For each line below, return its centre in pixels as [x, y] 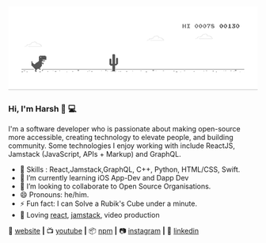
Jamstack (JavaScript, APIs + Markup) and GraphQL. [95, 154]
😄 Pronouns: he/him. [54, 195]
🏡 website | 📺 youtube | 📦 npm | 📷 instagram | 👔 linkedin [104, 231]
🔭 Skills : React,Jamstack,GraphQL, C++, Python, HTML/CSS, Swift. [130, 169]
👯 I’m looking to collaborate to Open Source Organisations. [115, 186]
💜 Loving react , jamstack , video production [89, 215]
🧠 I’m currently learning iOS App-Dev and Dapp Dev [104, 178]
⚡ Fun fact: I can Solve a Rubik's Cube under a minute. [108, 203]
